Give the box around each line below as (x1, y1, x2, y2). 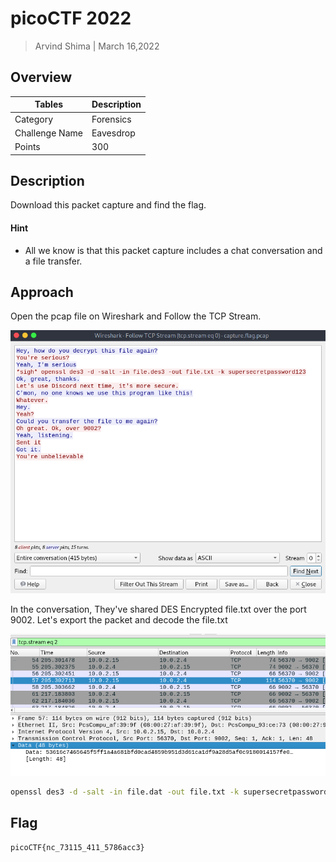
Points (14, 141, 41, 152)
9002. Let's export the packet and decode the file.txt (10, 614, 228, 626)
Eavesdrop (91, 127, 136, 139)
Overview (10, 69, 73, 86)
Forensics (91, 113, 132, 125)
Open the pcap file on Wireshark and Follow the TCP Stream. (10, 310, 262, 322)
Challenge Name (14, 127, 83, 139)
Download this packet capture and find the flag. (10, 199, 207, 211)
